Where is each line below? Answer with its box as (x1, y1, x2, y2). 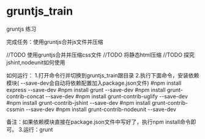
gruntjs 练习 (6, 25, 37, 32)
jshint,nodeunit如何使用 (6, 59, 65, 66)
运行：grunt (23, 126, 53, 133)
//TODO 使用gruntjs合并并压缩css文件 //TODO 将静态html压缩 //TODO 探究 (6, 51, 195, 59)
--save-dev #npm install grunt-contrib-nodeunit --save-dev (25, 105, 176, 113)
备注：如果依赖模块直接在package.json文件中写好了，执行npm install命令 (6, 118, 191, 126)
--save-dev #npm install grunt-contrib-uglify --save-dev (45, 93, 188, 100)
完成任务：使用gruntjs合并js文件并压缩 (6, 38, 103, 45)
